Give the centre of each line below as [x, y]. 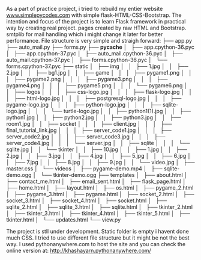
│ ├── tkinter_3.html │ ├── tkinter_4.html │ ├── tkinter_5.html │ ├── [98, 213]
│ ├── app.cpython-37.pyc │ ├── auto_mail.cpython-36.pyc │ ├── [94, 53]
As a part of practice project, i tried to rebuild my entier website [85, 9]
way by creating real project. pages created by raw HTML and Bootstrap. [96, 28]
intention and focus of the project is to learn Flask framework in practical [96, 21]
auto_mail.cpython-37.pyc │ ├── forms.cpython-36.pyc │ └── [87, 60]
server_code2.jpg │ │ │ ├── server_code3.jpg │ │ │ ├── [86, 137]
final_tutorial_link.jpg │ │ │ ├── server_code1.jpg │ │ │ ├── [89, 130]
